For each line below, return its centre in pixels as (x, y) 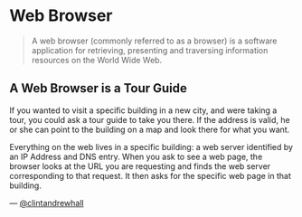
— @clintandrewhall (47, 203)
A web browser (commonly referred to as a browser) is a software (154, 41)
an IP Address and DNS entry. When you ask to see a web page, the (136, 156)
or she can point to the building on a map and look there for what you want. (150, 129)
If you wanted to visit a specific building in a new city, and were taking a (143, 110)
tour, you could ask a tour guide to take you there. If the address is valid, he (150, 119)
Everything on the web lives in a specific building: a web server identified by (151, 146)
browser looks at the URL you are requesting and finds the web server (140, 166)
